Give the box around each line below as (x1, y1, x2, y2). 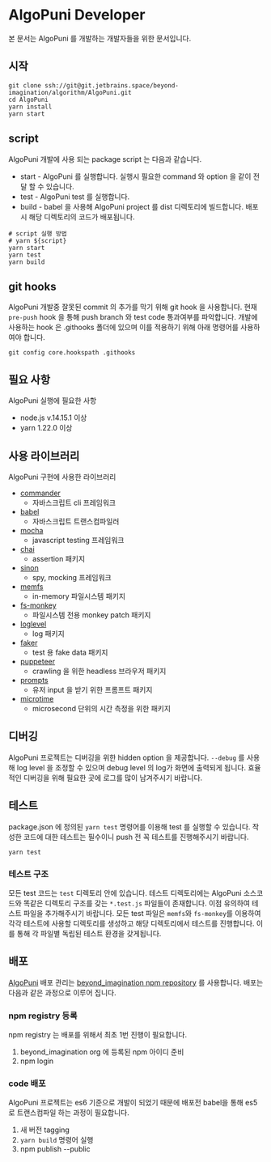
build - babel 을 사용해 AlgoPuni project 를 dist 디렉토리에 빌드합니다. (19, 201, 244, 211)
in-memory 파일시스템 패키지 (32, 592, 126, 600)
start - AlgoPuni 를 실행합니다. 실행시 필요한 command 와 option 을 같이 (19, 172, 252, 181)
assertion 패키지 (32, 554, 86, 563)
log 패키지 (32, 629, 65, 638)
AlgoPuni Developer (8, 6, 146, 24)
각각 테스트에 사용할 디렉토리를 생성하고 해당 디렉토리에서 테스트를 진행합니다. (8, 918, 255, 928)
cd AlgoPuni (8, 95, 49, 104)
